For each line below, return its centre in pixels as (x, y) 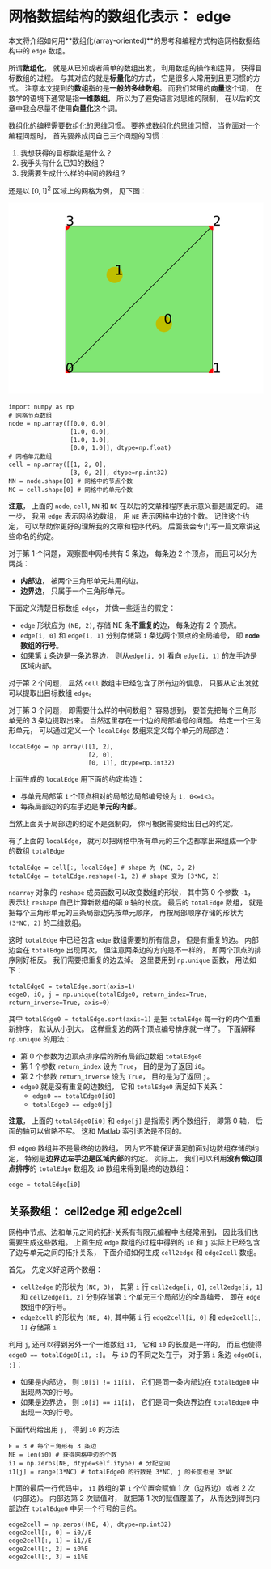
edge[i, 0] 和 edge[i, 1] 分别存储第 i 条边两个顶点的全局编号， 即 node (140, 635)
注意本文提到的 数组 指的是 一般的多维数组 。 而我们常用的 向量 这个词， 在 (143, 88)
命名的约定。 (36, 536)
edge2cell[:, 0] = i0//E (50, 1533)
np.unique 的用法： (40, 1039)
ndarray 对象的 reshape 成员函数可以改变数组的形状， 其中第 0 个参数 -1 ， (131, 892)
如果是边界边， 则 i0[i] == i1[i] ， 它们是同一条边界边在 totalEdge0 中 (140, 1402)
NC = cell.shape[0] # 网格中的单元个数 (71, 490)
